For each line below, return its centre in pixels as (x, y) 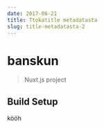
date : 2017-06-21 (32, 13)
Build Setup (33, 101)
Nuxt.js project (45, 80)
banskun (33, 61)
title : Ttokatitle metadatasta (52, 20)
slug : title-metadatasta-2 (46, 26)
